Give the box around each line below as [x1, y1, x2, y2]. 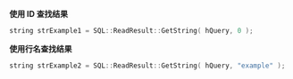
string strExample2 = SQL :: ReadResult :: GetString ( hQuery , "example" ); [9, 61, 286, 70]
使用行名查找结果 [9, 43, 72, 54]
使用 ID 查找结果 [9, 9, 69, 19]
